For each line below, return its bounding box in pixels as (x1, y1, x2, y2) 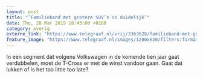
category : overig (6, 25, 50, 32)
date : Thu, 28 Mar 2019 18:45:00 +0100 (6, 20, 107, 26)
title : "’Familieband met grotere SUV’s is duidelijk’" (6, 14, 150, 20)
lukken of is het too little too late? (6, 66, 89, 73)
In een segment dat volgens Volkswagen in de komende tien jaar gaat (6, 53, 179, 60)
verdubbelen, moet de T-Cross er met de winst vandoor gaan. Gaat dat (6, 59, 183, 67)
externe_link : (6, 31, 42, 37)
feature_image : (6, 37, 45, 43)
